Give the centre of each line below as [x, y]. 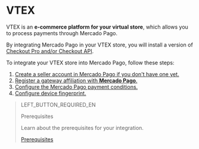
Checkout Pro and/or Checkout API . [50, 51]
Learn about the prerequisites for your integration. [82, 128]
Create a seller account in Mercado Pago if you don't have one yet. [97, 74]
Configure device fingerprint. [50, 93]
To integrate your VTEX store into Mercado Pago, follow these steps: [90, 63]
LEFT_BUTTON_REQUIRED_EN [58, 104]
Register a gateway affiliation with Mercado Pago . [76, 80]
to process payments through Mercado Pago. [62, 33]
